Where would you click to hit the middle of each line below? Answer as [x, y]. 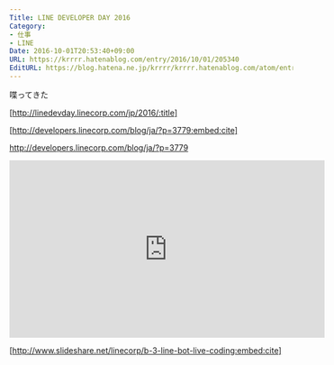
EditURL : [26, 68]
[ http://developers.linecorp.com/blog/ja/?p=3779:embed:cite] [124, 130]
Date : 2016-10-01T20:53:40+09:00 [72, 51]
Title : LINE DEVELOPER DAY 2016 [70, 18]
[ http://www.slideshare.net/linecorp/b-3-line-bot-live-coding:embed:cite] [145, 350]
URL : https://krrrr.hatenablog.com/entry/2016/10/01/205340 [125, 59]
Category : [28, 26]
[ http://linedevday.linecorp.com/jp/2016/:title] [94, 113]
